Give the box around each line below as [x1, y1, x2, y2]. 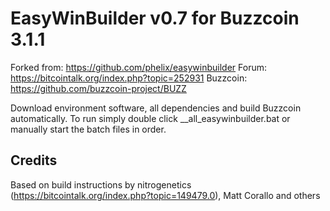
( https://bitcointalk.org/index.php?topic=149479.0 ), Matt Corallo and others [10, 189, 321, 201]
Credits [10, 152, 58, 169]
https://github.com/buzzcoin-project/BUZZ [10, 82, 187, 94]
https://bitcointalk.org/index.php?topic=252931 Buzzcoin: [10, 72, 248, 84]
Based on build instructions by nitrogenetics [10, 178, 192, 191]
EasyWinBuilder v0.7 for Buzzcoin [10, 7, 300, 30]
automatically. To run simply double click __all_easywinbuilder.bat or [10, 112, 291, 124]
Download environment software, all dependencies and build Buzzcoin [10, 102, 302, 114]
